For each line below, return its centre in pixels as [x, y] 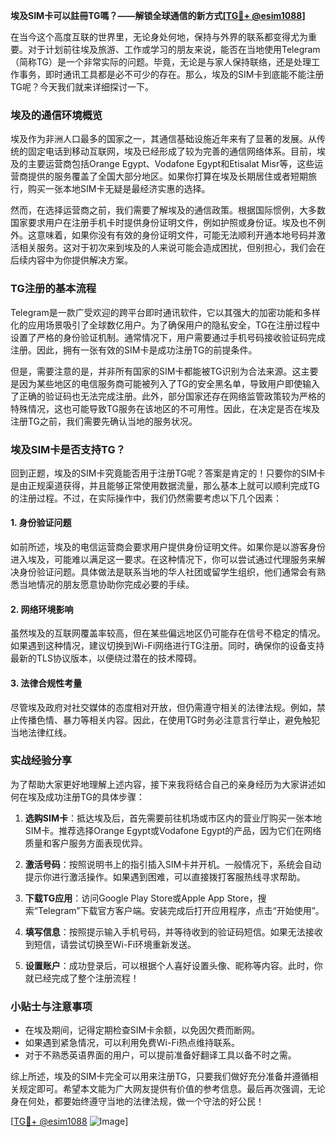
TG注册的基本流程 [53, 289]
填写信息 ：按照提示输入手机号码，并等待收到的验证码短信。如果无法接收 [173, 931]
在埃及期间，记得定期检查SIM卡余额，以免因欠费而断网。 [142, 1030]
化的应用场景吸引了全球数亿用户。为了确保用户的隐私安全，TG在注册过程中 [165, 325]
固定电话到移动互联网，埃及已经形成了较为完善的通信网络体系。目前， [172, 151]
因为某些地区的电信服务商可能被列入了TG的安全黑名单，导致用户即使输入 [169, 383]
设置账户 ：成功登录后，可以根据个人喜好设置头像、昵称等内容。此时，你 [173, 965]
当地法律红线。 [41, 732]
